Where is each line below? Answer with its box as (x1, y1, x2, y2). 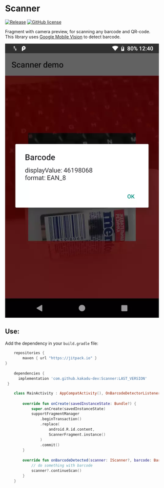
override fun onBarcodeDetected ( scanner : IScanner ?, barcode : (22, 458, 152, 463)
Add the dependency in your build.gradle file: (5, 340, 99, 346)
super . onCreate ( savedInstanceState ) (31, 406, 106, 411)
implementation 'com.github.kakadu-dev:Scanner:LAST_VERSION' (18, 376, 147, 381)
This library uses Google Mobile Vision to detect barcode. (5, 34, 121, 40)
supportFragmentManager (31, 412, 80, 417)
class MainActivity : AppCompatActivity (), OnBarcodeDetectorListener (14, 391, 161, 395)
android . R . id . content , (48, 427, 95, 432)
